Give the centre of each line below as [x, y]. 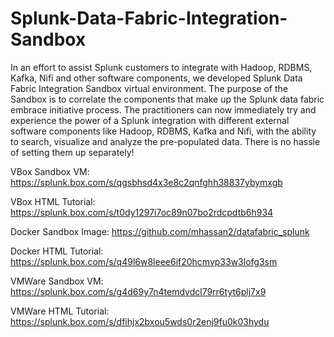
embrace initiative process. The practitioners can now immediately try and [163, 109]
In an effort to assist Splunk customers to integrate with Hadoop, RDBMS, [161, 67]
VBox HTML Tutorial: [53, 201]
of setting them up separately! [72, 152]
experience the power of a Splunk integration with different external [150, 120]
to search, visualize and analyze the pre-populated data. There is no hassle [165, 141]
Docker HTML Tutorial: [57, 251]
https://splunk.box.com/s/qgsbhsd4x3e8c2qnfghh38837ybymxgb [146, 182]
